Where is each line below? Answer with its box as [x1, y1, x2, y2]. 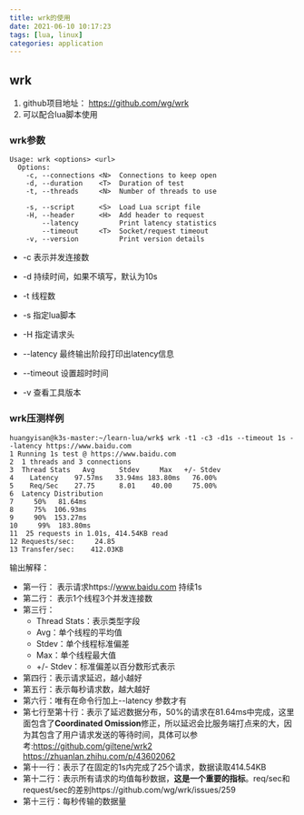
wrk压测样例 [9, 412, 64, 425]
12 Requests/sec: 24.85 [9, 537, 116, 546]
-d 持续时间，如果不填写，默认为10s [22, 271, 158, 282]
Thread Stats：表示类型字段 [35, 615, 141, 626]
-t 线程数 [22, 290, 56, 301]
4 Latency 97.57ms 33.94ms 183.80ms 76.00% [9, 473, 218, 482]
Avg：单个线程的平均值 [35, 627, 123, 638]
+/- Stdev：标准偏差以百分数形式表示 [35, 660, 176, 671]
